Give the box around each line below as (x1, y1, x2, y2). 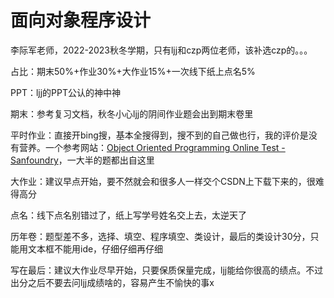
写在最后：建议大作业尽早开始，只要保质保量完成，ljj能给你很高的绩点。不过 (10, 264, 324, 276)
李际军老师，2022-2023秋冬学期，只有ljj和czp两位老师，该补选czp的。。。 (10, 44, 313, 56)
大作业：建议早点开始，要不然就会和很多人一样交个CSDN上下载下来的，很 (10, 175, 316, 187)
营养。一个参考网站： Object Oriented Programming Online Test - (18, 141, 286, 153)
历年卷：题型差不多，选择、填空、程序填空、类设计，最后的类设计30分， (10, 230, 311, 242)
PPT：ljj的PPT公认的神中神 (10, 86, 122, 98)
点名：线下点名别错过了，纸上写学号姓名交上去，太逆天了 (10, 209, 247, 221)
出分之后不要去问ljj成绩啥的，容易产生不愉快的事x (10, 276, 215, 288)
